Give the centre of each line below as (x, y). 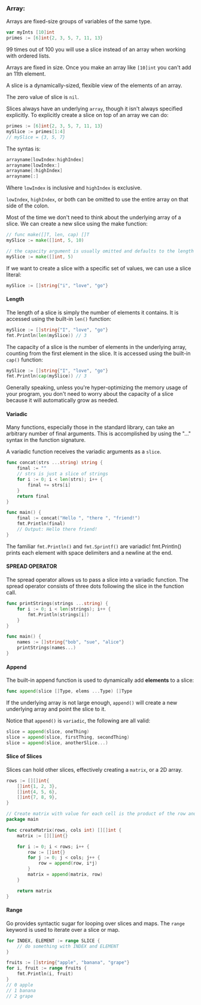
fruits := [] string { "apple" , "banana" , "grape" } (68, 963)
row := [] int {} (47, 852)
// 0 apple (20, 985)
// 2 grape (20, 996)
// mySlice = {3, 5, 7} (36, 137)
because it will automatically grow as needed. (62, 401)
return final (33, 496)
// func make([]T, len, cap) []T (48, 235)
